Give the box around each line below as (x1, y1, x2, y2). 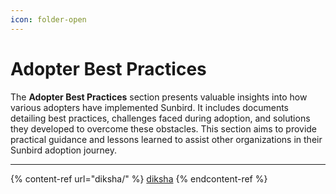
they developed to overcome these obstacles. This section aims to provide (10, 122, 318, 135)
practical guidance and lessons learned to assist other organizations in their (10, 133, 323, 145)
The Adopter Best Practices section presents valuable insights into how (10, 91, 308, 103)
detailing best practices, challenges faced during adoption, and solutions (10, 112, 311, 124)
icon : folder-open (10, 14, 87, 25)
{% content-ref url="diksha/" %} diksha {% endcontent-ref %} (10, 172, 268, 185)
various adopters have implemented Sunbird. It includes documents (10, 101, 290, 113)
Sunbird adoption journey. (10, 144, 118, 156)
